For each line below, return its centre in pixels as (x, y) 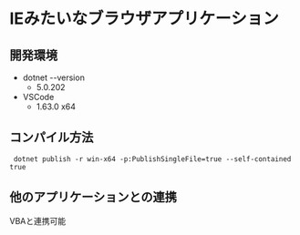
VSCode (38, 97)
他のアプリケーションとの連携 (93, 197)
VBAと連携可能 (38, 220)
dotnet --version (53, 77)
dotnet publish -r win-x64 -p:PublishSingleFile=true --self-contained (152, 159)
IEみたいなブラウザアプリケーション (145, 19)
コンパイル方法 (52, 138)
